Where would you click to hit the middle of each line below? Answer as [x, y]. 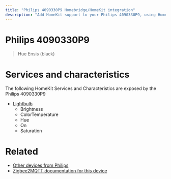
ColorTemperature [39, 114]
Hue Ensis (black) [36, 54]
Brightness [32, 109]
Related [22, 151]
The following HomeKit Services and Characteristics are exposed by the [81, 88]
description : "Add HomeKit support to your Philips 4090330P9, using [81, 15]
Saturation [31, 131]
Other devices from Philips [40, 165]
